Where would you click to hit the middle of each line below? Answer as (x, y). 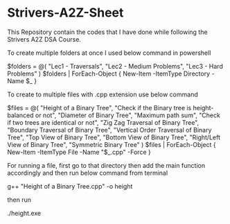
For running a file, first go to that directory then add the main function (106, 165)
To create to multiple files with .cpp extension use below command (103, 94)
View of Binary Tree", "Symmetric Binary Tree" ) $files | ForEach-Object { (112, 144)
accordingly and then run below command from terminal (88, 173)
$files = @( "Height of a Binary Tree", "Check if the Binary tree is (99, 107)
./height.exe (24, 213)
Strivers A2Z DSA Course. (44, 39)
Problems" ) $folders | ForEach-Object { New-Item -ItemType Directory (108, 74)
